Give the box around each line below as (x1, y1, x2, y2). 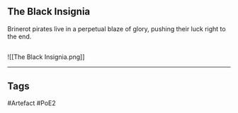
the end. (7, 32, 32, 41)
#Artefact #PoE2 (7, 99, 57, 107)
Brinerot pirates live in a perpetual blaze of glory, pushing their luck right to (7, 24, 226, 33)
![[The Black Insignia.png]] (7, 53, 85, 61)
